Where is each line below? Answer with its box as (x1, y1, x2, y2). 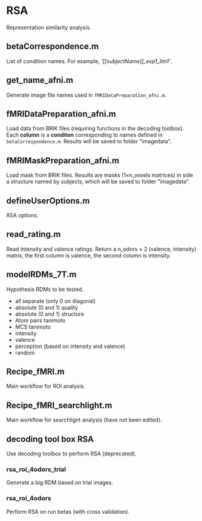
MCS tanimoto (15, 323, 51, 330)
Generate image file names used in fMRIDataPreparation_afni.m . (6, 91, 166, 98)
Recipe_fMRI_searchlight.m (6, 400, 112, 410)
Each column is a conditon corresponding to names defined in (6, 131, 163, 138)
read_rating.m (6, 229, 61, 240)
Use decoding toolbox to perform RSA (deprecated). (6, 450, 137, 457)
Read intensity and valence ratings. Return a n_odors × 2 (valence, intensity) (6, 245, 197, 253)
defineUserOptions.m (6, 196, 90, 206)
